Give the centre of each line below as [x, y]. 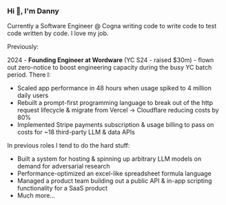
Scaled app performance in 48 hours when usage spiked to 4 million [114, 88]
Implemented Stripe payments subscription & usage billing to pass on [115, 125]
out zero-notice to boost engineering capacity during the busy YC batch [110, 68]
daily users [33, 95]
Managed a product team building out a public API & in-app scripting [114, 181]
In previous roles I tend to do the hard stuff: [69, 146]
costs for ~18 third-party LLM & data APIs [76, 132]
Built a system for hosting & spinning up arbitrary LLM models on [109, 159]
